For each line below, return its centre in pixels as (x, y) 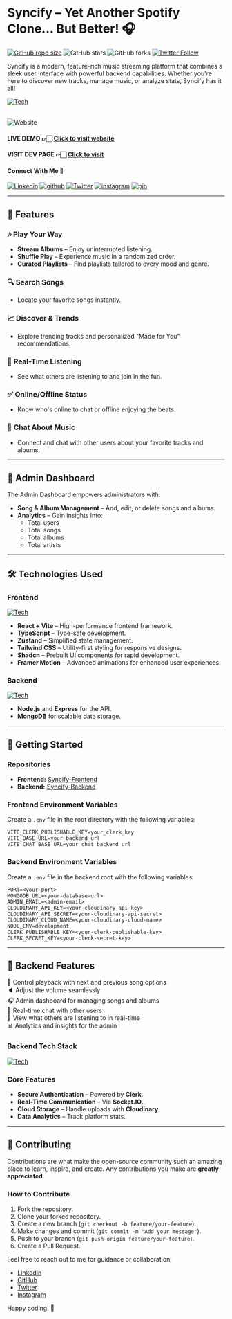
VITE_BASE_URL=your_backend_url (54, 838)
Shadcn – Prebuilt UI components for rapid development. (98, 655)
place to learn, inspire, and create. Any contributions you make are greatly (113, 1169)
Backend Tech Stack (42, 1046)
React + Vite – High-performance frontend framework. (95, 626)
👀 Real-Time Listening (45, 361)
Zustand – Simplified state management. (75, 640)
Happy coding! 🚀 (31, 1308)
